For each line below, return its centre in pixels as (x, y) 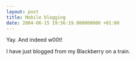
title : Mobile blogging (36, 17)
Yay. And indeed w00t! (34, 40)
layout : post (23, 12)
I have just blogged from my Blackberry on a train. (68, 51)
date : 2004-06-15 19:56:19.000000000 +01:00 (63, 23)
